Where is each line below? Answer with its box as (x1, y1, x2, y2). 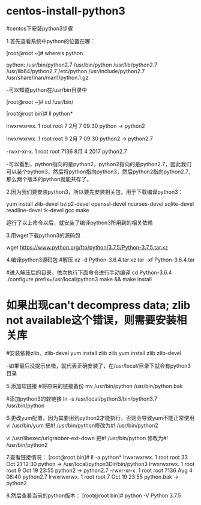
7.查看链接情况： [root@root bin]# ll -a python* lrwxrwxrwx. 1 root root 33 (6, 453, 188, 461)
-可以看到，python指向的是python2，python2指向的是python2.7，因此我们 (6, 160, 192, 167)
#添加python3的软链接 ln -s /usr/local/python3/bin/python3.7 (6, 395, 158, 402)
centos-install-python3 (6, 4, 126, 18)
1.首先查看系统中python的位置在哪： (6, 37, 96, 44)
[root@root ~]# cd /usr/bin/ (6, 98, 74, 106)
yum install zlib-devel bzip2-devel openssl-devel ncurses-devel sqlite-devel (6, 200, 194, 208)
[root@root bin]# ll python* (6, 110, 73, 117)
